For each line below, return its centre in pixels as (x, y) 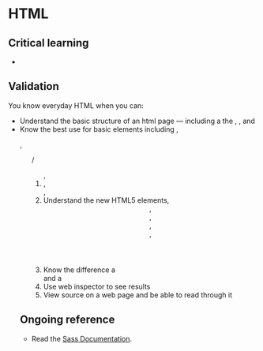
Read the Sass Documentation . (82, 338)
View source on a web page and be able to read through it (138, 295)
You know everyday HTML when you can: (76, 105)
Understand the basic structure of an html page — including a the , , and (137, 121)
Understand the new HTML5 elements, (106, 200)
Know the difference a (79, 270)
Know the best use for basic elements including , (99, 129)
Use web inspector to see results (97, 286)
